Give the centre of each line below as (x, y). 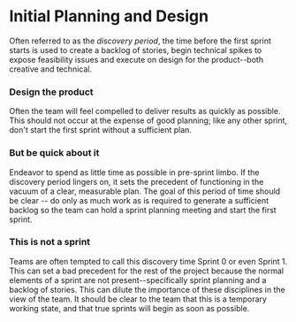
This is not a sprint (50, 242)
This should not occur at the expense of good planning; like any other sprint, (148, 120)
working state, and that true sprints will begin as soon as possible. (129, 308)
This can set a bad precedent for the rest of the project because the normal (147, 271)
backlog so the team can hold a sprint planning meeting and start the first (143, 210)
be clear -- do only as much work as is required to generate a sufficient (139, 200)
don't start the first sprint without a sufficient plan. (101, 130)
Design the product (52, 92)
